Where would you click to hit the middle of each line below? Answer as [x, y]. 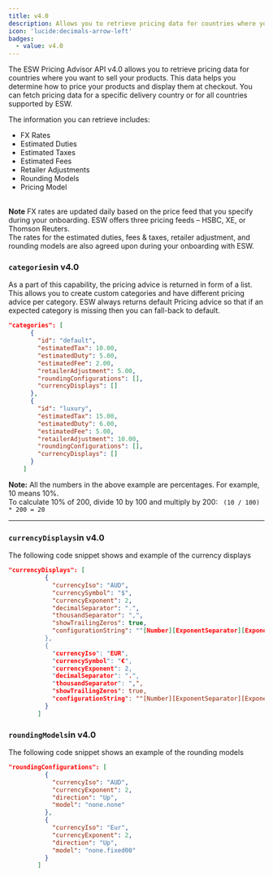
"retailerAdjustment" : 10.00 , [89, 439]
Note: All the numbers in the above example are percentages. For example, [134, 484]
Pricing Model [43, 187]
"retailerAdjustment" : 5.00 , [87, 371]
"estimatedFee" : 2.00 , [76, 363]
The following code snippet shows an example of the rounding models [126, 752]
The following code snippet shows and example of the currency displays [130, 555]
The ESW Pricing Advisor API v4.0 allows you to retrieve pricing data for [129, 69]
